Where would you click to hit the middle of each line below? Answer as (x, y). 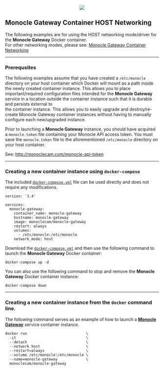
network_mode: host (34, 239)
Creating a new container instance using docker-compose (72, 172)
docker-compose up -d (27, 262)
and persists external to (29, 104)
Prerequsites (21, 67)
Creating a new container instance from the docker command (79, 302)
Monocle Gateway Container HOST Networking (78, 23)
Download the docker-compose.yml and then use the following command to (80, 248)
